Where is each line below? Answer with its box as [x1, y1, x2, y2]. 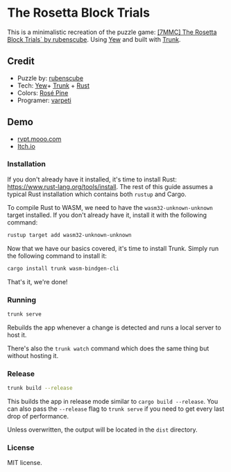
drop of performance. [7, 412, 69, 420]
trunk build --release [7, 384, 73, 392]
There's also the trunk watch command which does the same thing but [7, 344, 209, 352]
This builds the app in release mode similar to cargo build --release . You [7, 397, 219, 405]
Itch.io [17, 142, 36, 150]
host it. [7, 330, 27, 339]
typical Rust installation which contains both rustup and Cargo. [7, 190, 187, 198]
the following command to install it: [7, 252, 108, 260]
